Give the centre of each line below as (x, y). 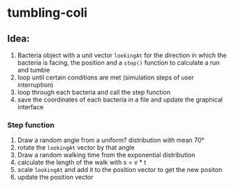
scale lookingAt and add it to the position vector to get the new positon (119, 170)
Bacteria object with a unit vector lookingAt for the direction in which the (122, 55)
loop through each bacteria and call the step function (94, 92)
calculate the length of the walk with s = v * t (82, 162)
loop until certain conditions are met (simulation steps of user (105, 77)
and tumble (34, 70)
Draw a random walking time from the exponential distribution (106, 155)
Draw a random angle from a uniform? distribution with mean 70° (111, 140)
